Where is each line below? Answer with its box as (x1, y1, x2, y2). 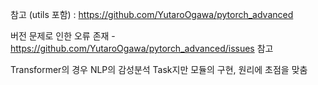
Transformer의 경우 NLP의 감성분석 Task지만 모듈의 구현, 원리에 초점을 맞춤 (10, 64, 308, 75)
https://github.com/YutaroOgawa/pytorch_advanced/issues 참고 (10, 43, 274, 54)
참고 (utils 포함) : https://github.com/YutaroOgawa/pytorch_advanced (10, 9, 294, 20)
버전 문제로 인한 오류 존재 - (10, 30, 116, 42)
